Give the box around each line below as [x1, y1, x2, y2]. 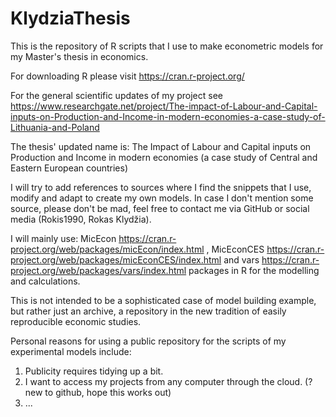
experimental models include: [10, 345, 132, 357]
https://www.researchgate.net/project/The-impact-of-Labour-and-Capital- [10, 100, 318, 112]
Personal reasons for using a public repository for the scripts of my [10, 335, 287, 347]
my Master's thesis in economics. [10, 50, 149, 62]
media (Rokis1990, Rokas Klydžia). [10, 213, 152, 225]
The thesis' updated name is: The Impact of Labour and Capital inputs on [10, 140, 312, 152]
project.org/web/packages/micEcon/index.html [10, 243, 205, 255]
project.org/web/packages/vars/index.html [10, 264, 187, 276]
